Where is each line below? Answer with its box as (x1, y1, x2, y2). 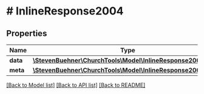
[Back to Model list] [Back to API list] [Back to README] (6, 81, 146, 89)
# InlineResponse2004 (6, 4, 124, 18)
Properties (6, 28, 47, 39)
